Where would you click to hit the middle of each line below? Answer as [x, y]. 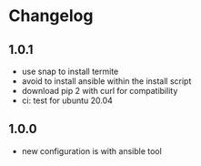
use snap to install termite [70, 71]
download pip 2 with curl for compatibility [100, 91]
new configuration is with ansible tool [92, 150]
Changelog [51, 16]
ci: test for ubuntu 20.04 [67, 100]
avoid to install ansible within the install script [106, 81]
